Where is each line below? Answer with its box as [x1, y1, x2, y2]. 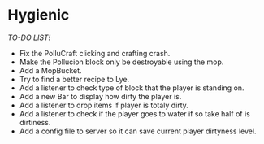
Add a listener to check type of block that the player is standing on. [19, 83, 245, 93]
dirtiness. [19, 117, 51, 127]
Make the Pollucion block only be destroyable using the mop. [19, 57, 224, 67]
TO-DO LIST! [7, 33, 51, 42]
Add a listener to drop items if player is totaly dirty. [19, 100, 188, 110]
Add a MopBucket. [19, 65, 82, 75]
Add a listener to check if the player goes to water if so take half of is [19, 108, 251, 119]
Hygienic [7, 6, 70, 24]
